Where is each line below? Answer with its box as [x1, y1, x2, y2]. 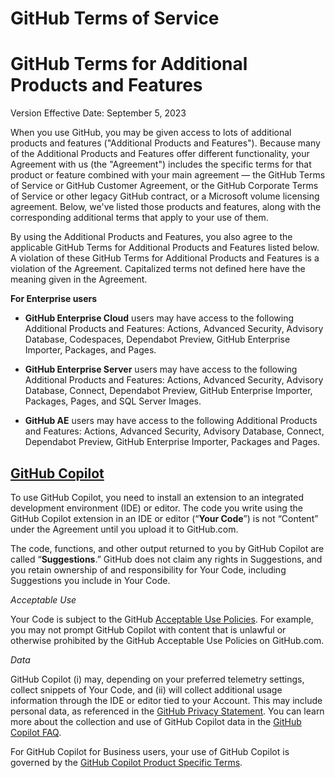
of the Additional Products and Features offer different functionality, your [10, 148, 310, 160]
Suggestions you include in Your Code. [10, 574, 171, 586]
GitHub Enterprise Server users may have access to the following [24, 363, 298, 376]
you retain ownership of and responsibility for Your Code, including [10, 563, 287, 576]
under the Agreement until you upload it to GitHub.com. [10, 523, 239, 535]
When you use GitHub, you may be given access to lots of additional [10, 127, 292, 139]
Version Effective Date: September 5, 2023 [10, 107, 187, 119]
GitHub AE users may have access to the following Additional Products [24, 415, 318, 427]
